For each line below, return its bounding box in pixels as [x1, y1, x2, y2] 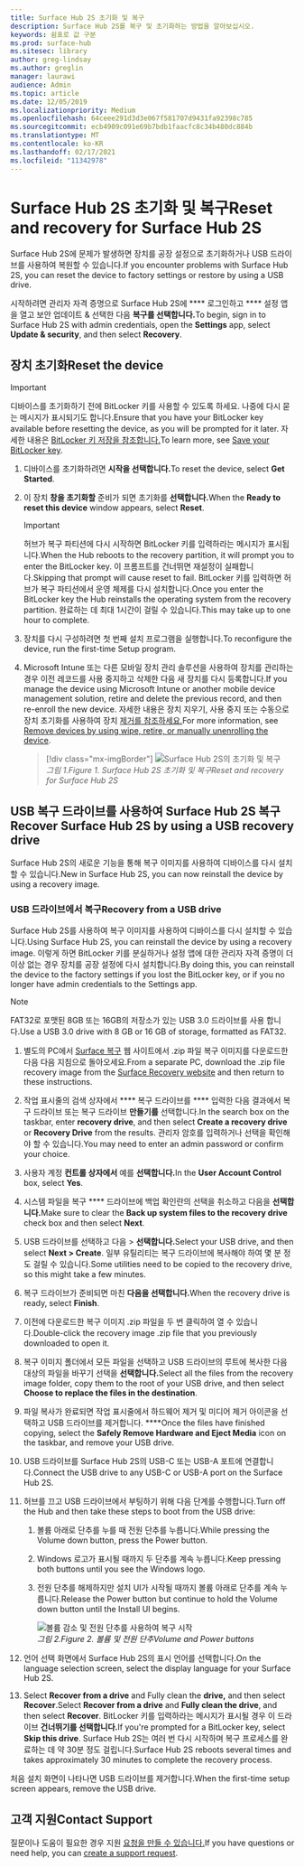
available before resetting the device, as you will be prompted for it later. [10, 424, 280, 434]
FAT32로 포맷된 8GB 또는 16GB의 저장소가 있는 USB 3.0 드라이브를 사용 [10, 1015, 265, 1026]
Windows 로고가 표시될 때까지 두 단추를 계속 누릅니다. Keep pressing [36, 1554, 281, 1564]
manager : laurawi [10, 72, 76, 81]
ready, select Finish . [23, 1298, 100, 1309]
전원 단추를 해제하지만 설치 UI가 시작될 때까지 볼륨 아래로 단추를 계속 [36, 1582, 279, 1593]
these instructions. [23, 1077, 93, 1088]
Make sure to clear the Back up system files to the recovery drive [41, 1208, 288, 1218]
